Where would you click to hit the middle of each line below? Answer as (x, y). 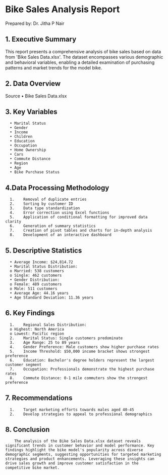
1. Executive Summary (41, 39)
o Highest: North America (37, 329)
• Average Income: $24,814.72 (41, 262)
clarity (13, 222)
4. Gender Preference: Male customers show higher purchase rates (84, 347)
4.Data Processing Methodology (57, 188)
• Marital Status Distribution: (44, 267)
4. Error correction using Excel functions (60, 213)
